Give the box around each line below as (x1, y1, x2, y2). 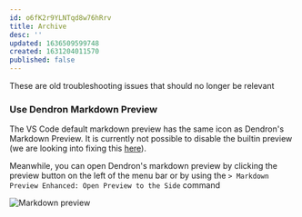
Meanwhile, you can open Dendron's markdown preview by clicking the (9, 161, 278, 172)
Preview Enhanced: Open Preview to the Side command (9, 180, 221, 191)
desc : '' (9, 30, 43, 39)
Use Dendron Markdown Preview (9, 103, 158, 115)
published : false (9, 55, 75, 64)
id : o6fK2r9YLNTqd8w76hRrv (9, 13, 112, 23)
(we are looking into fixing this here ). (9, 143, 147, 154)
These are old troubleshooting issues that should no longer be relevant (9, 81, 275, 91)
